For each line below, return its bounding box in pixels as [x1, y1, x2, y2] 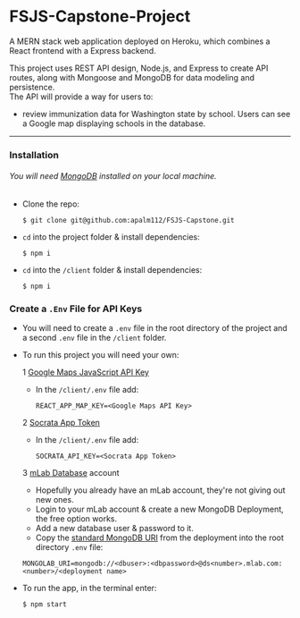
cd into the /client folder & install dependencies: [21, 265, 203, 275]
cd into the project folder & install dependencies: [21, 232, 200, 242]
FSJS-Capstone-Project [9, 6, 191, 27]
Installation [9, 148, 60, 161]
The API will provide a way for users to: [9, 91, 154, 102]
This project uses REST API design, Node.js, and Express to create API [9, 63, 269, 73]
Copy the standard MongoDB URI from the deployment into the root [35, 532, 284, 543]
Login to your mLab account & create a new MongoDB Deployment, [35, 504, 284, 515]
